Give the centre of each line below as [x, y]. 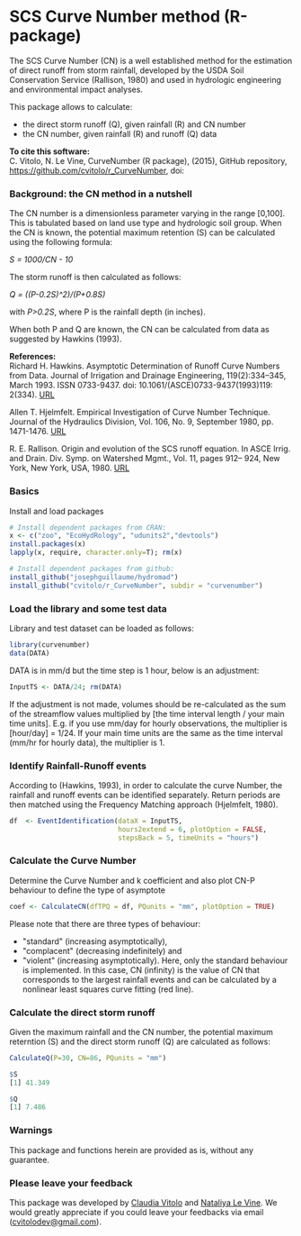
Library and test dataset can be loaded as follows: [102, 628]
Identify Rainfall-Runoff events [78, 766]
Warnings [31, 1131]
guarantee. [29, 1159]
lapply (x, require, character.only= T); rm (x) [96, 553]
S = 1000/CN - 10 [41, 259]
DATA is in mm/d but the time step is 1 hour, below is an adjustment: [134, 670]
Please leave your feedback [71, 1183]
